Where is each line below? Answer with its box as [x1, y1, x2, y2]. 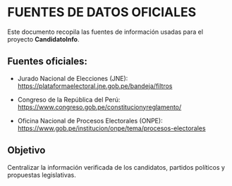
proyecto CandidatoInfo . [7, 35, 80, 43]
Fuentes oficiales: [7, 56, 88, 68]
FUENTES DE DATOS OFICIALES [7, 4, 197, 20]
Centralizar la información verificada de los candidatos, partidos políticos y [7, 163, 226, 171]
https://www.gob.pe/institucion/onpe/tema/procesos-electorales [17, 124, 206, 132]
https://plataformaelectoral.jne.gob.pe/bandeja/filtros [17, 82, 173, 90]
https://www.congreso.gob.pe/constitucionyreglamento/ [17, 103, 182, 111]
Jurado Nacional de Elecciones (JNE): [17, 74, 128, 82]
